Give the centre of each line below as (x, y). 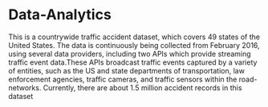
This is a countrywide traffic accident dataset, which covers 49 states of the (134, 37)
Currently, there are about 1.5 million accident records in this (142, 87)
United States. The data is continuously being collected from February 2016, (134, 45)
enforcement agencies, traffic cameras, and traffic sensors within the (123, 79)
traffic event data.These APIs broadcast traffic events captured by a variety (133, 62)
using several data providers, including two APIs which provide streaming (130, 53)
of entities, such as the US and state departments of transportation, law (126, 70)
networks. (25, 87)
